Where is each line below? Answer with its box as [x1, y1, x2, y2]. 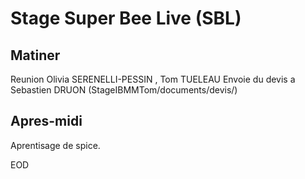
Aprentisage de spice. [10, 139, 101, 151]
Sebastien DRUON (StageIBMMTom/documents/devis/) [10, 84, 238, 96]
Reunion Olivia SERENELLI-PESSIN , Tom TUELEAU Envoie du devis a [10, 73, 296, 85]
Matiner [10, 47, 61, 64]
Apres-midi [10, 113, 83, 130]
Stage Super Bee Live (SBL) [10, 7, 242, 30]
